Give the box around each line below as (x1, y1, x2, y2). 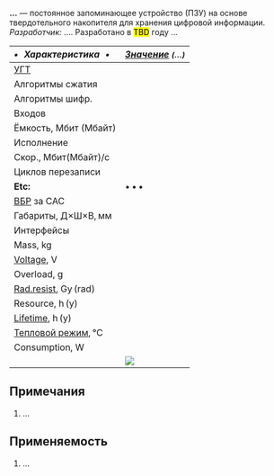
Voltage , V (13, 254, 58, 265)
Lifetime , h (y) (13, 312, 72, 324)
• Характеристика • (13, 49, 110, 60)
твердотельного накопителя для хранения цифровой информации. (9, 17, 266, 28)
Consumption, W (13, 341, 84, 354)
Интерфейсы (13, 224, 70, 237)
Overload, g (13, 268, 64, 280)
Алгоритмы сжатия (13, 78, 98, 90)
